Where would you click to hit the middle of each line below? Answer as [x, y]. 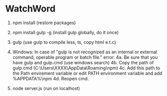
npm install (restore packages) [44, 23]
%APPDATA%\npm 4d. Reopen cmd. [51, 78]
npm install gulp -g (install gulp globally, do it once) [66, 32]
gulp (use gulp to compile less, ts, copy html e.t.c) [64, 42]
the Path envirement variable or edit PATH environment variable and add [87, 73]
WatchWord [30, 9]
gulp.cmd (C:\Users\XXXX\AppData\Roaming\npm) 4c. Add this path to [86, 68]
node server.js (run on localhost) [46, 88]
